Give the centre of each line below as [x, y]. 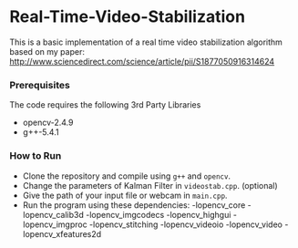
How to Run [36, 156]
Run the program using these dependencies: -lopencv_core [134, 205]
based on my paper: [47, 51]
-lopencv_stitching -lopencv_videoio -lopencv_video [186, 224]
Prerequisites [40, 85]
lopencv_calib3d [53, 214]
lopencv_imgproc [55, 224]
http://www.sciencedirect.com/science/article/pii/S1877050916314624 [142, 61]
